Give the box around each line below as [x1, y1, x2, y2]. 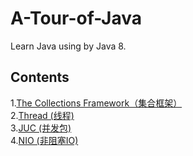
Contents [10, 69, 70, 86]
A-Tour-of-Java [10, 7, 142, 30]
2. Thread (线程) [10, 109, 75, 121]
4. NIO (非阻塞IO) [10, 134, 79, 146]
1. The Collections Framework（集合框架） [10, 97, 183, 109]
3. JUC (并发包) [10, 122, 72, 134]
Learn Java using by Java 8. [10, 40, 127, 52]
